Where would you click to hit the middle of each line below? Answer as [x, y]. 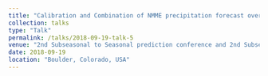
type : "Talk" [30, 30]
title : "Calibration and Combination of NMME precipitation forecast [126, 15]
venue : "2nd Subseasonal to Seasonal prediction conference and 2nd [124, 45]
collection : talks [39, 23]
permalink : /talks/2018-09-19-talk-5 [71, 38]
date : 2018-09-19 [37, 52]
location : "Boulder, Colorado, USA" [69, 60]
